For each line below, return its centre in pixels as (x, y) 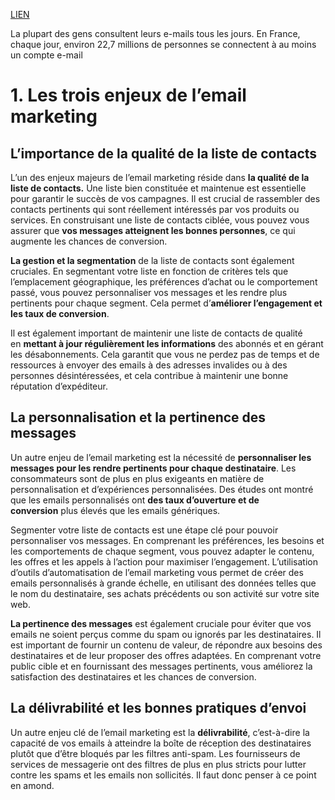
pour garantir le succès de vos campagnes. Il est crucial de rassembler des (165, 198)
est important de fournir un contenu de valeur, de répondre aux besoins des (166, 645)
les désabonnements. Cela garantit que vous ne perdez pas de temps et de (165, 354)
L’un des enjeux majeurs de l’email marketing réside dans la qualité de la (160, 177)
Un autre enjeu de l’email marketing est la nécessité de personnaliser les (161, 457)
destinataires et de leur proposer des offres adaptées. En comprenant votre (166, 655)
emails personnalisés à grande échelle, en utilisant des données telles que (163, 583)
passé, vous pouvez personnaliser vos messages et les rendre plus (149, 292)
